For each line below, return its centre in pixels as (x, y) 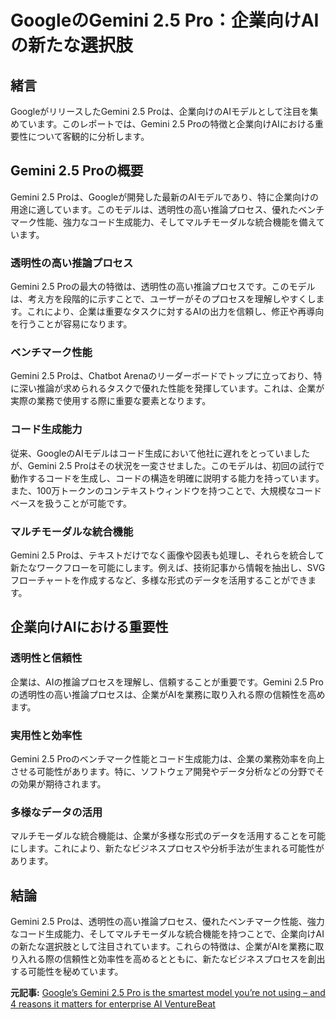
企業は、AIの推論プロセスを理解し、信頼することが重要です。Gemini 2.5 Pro (167, 682)
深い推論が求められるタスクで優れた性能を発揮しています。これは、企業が (171, 388)
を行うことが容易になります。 (71, 324)
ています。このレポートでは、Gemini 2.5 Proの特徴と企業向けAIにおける (166, 124)
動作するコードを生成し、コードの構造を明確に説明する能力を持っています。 (167, 478)
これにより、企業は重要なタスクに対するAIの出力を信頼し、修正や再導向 (175, 312)
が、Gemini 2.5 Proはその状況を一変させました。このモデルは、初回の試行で (167, 465)
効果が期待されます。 (62, 783)
